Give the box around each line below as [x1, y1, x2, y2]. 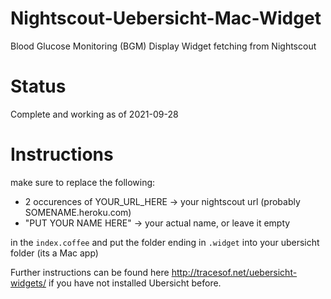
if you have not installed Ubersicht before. [48, 277, 222, 289]
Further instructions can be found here [10, 266, 170, 278]
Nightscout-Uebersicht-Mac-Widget [10, 7, 322, 30]
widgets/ [10, 277, 47, 289]
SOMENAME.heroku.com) [24, 206, 132, 218]
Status [10, 75, 67, 98]
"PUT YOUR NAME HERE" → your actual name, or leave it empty [24, 217, 291, 229]
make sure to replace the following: [10, 176, 156, 188]
